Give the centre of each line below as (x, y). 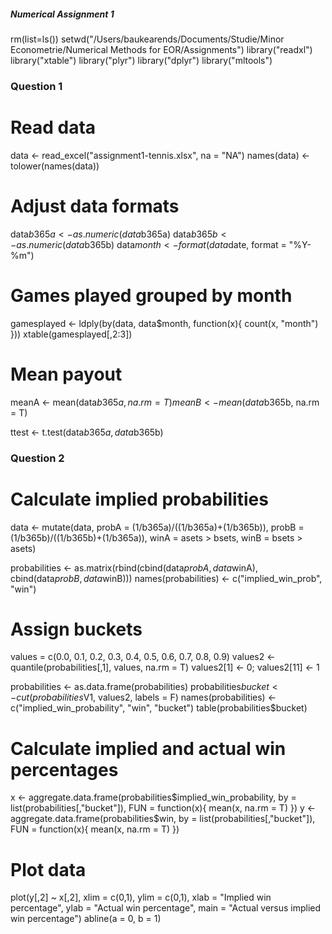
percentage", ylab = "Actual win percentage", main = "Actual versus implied (166, 908)
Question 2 (37, 458)
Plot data (48, 869)
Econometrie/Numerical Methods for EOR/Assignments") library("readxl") (161, 49)
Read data (53, 127)
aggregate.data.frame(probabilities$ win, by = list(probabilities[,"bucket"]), (163, 819)
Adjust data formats (95, 206)
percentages (64, 769)
